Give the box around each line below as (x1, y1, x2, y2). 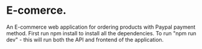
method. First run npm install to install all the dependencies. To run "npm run (6, 29, 197, 36)
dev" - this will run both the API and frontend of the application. (6, 36, 164, 43)
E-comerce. (6, 4, 67, 17)
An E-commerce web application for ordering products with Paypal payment (6, 23, 196, 30)
